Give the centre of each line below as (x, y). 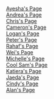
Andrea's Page (24, 15)
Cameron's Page (26, 27)
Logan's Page (23, 34)
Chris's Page (21, 21)
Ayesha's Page (24, 9)
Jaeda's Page (23, 77)
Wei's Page (20, 52)
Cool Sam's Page (27, 65)
